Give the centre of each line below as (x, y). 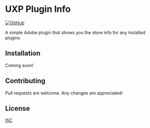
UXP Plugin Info (38, 9)
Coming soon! (19, 65)
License (18, 108)
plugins (13, 38)
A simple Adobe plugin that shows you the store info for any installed (75, 32)
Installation (23, 53)
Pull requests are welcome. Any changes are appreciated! (64, 93)
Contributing (25, 81)
